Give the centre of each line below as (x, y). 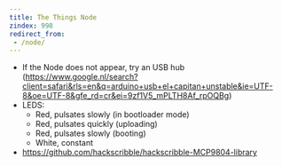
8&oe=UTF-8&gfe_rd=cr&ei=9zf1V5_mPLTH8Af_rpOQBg (125, 96)
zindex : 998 (31, 26)
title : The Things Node (53, 17)
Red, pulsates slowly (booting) (90, 133)
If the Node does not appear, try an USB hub (103, 67)
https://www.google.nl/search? (82, 77)
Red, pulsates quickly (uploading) (96, 124)
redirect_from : (37, 34)
